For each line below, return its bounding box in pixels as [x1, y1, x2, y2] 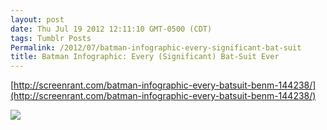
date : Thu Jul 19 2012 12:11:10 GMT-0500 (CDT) [10, 24, 213, 34]
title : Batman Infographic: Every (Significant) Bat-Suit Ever [10, 52, 280, 62]
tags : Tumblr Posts [10, 33, 92, 43]
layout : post [10, 14, 65, 25]
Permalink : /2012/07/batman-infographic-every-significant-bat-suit [10, 42, 302, 53]
